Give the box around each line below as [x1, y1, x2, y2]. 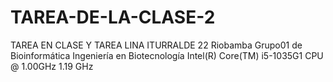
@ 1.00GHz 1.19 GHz [10, 60, 94, 72]
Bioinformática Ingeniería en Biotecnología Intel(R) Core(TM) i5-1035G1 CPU [10, 49, 324, 61]
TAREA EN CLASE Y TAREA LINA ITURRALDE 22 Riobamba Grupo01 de [10, 39, 303, 51]
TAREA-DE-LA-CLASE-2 [10, 6, 216, 29]
